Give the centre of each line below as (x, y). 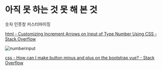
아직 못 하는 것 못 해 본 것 (51, 10)
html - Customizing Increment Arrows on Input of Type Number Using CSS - (81, 34)
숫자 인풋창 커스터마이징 (28, 24)
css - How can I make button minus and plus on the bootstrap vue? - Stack (80, 57)
